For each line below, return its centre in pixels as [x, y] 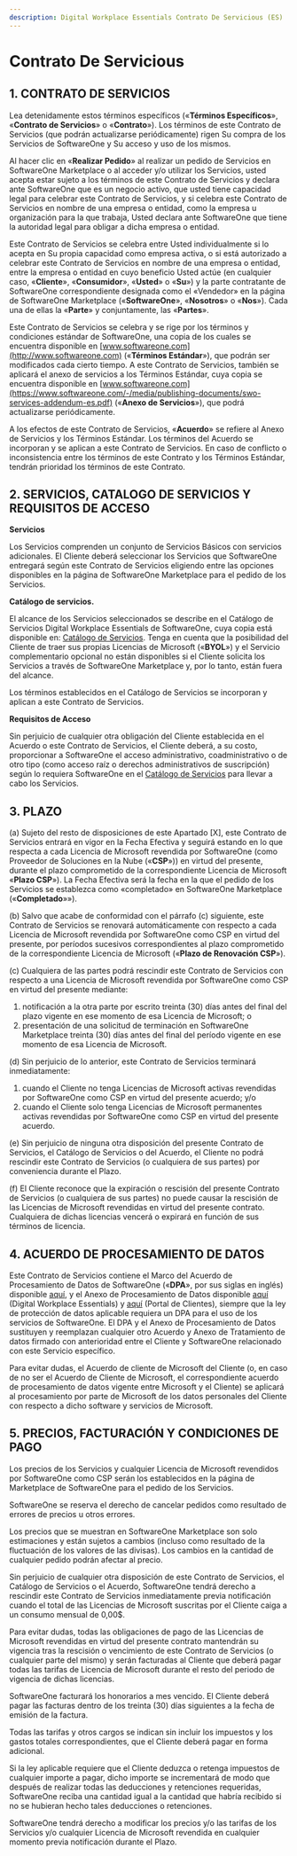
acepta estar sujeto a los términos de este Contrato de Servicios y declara [145, 179]
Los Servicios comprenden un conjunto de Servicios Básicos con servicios [145, 547]
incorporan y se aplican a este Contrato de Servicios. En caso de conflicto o [148, 448]
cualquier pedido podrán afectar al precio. [86, 1559]
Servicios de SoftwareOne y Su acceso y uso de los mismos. [120, 144]
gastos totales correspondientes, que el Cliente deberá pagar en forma [139, 1741]
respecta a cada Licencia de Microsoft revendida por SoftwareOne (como [143, 851]
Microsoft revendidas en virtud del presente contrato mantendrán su [134, 1641]
